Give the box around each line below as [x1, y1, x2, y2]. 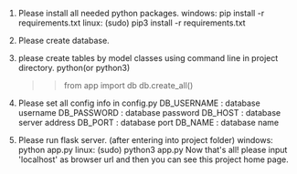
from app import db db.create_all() [63, 80, 194, 90]
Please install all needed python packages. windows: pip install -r [17, 8, 265, 18]
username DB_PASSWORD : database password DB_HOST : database [17, 107, 281, 118]
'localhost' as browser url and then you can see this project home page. [17, 154, 290, 165]
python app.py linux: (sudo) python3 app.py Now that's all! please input [17, 145, 288, 155]
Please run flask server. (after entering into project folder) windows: [17, 135, 274, 145]
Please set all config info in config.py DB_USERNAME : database [17, 97, 260, 108]
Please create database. [17, 36, 110, 46]
